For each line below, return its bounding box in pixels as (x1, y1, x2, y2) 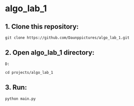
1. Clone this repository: (5, 22, 79, 31)
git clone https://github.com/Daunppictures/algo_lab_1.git (5, 35, 130, 40)
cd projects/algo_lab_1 (5, 70, 54, 75)
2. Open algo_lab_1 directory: (5, 48, 95, 57)
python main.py (5, 96, 36, 101)
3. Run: (5, 84, 27, 92)
